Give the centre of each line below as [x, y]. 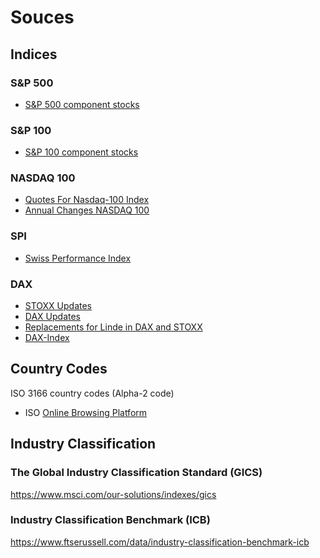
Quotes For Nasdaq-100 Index [87, 200]
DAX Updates [52, 317]
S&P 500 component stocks [82, 104]
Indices [34, 54]
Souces [42, 17]
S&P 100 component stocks [81, 152]
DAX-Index [47, 338]
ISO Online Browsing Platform [86, 412]
